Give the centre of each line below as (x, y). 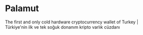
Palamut (22, 9)
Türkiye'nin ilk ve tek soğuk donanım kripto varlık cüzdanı (63, 27)
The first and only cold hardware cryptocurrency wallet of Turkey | (72, 22)
